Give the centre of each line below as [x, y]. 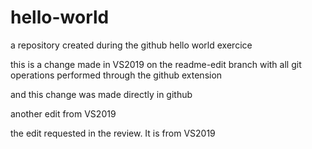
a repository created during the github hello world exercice [131, 45]
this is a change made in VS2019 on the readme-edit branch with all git [156, 64]
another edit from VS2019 [63, 113]
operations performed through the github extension [116, 75]
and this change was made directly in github [101, 94]
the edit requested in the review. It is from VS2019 [113, 133]
